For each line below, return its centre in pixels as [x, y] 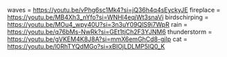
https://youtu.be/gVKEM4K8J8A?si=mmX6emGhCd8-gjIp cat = [98, 39]
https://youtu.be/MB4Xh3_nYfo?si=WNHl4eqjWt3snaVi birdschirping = [108, 17]
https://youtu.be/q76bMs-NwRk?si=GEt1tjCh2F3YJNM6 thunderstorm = [110, 32]
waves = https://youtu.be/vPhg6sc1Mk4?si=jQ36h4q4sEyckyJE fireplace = [114, 10]
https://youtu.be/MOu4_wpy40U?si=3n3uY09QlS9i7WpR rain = [98, 24]
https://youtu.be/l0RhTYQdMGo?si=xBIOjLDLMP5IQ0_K [86, 46]
